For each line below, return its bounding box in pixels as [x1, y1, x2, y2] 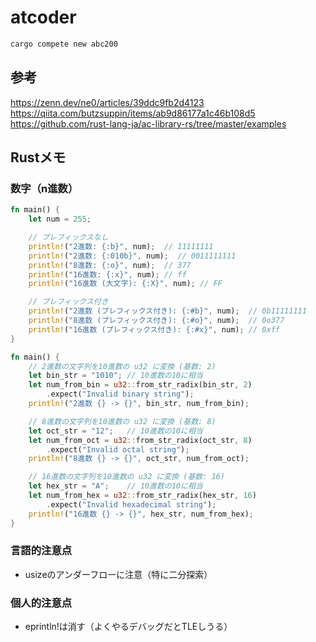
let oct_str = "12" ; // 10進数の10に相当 [28, 426, 203, 436]
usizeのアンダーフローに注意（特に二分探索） [24, 568, 213, 580]
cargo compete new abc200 [10, 39, 118, 49]
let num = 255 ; [28, 214, 92, 225]
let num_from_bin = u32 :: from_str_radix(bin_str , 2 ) [28, 380, 253, 390]
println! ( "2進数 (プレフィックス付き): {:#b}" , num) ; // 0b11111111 [28, 306, 307, 316]
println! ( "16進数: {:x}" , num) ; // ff [28, 269, 187, 280]
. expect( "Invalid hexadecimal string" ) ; [46, 499, 217, 510]
